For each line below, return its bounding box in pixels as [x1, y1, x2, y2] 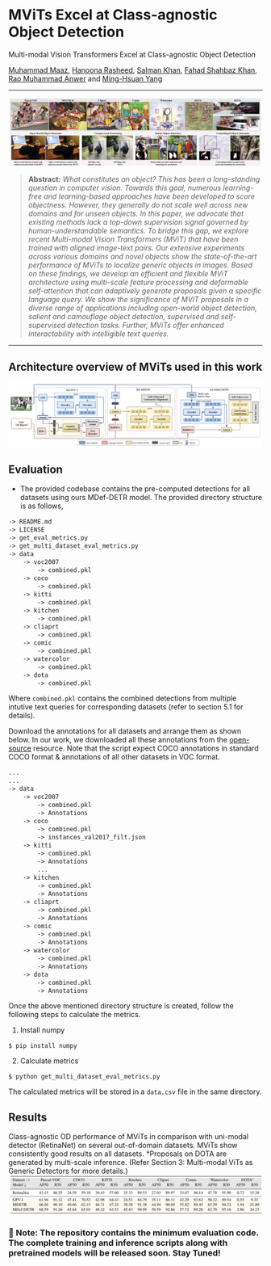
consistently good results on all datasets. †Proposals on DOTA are [8, 1149, 227, 1159]
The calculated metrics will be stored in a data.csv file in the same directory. [8, 1087, 262, 1096]
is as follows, [19, 501, 64, 511]
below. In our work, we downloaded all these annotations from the [8, 735, 228, 745]
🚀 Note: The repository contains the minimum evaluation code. [8, 1226, 259, 1238]
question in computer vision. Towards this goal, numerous [27, 183, 222, 193]
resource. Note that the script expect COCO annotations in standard [33, 743, 260, 753]
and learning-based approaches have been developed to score [44, 191, 256, 201]
